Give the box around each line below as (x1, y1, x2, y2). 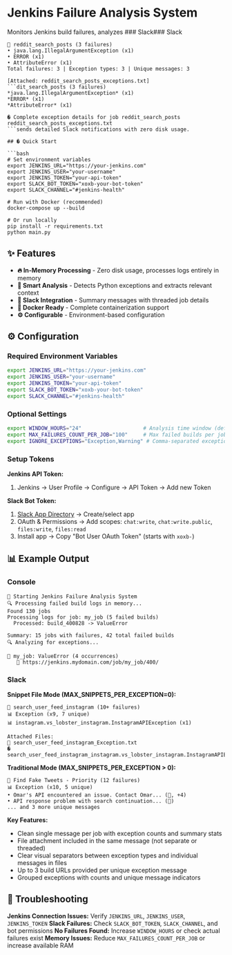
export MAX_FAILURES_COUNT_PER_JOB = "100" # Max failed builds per (7, 431, 215, 438)
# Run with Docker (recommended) (7, 199, 104, 206)
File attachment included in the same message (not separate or (17, 837, 197, 845)
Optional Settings (7, 409, 67, 419)
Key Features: (7, 816, 48, 824)
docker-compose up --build (7, 204, 85, 212)
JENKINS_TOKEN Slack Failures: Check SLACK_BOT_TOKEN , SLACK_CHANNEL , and (7, 919, 218, 927)
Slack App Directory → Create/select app (17, 510, 135, 518)
